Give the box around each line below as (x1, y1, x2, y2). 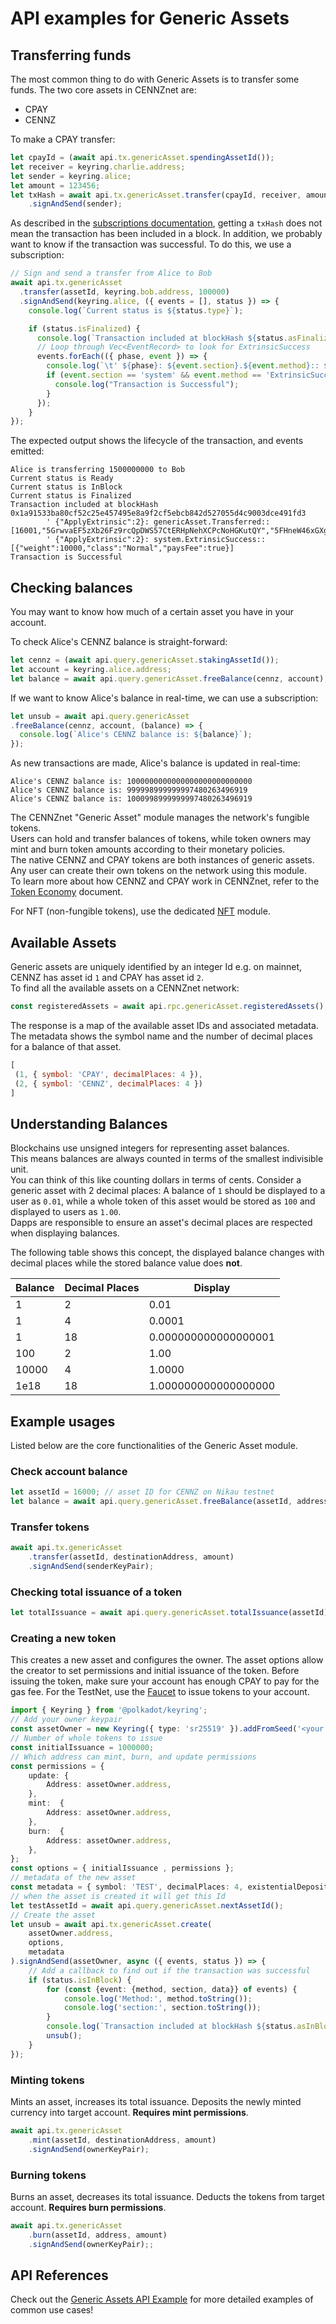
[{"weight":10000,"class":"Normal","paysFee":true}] (10, 543, 235, 554)
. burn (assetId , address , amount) (28, 2230, 168, 2240)
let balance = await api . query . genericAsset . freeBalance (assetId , (10, 1497, 293, 1507)
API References (10, 2267, 109, 2284)
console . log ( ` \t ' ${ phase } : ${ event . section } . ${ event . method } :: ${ (46, 361, 333, 371)
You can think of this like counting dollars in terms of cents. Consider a (10, 1174, 302, 1186)
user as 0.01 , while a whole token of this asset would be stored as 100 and (10, 1195, 316, 1207)
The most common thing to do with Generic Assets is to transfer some (10, 73, 300, 85)
